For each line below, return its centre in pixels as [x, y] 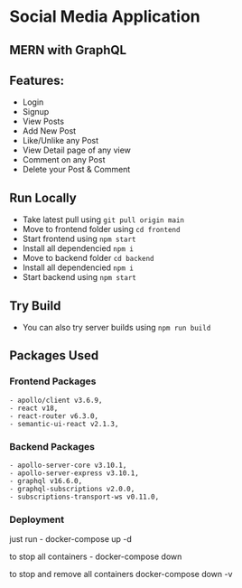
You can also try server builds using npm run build [116, 328]
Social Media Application [105, 17]
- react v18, [34, 408]
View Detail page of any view [76, 150]
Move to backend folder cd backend [88, 258]
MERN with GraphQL [68, 50]
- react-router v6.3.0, [54, 416]
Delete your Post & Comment [76, 170]
